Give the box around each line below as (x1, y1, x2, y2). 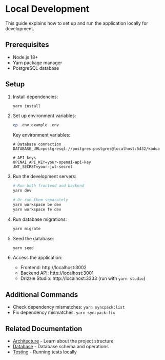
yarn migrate (12, 226, 41, 231)
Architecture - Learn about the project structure (12, 338, 114, 344)
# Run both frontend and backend (12, 183, 85, 188)
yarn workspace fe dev (12, 206, 61, 212)
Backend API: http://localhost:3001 (20, 270, 94, 276)
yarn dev (12, 188, 32, 193)
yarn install (12, 103, 41, 108)
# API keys (12, 155, 36, 161)
